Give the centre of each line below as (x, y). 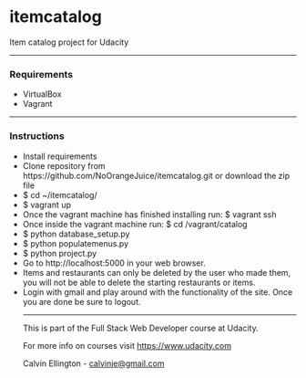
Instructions (37, 136)
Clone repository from (64, 165)
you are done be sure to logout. (82, 301)
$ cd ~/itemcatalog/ (60, 194)
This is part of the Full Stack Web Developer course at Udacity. (140, 328)
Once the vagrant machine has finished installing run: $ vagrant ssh (149, 214)
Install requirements (60, 156)
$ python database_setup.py (76, 234)
